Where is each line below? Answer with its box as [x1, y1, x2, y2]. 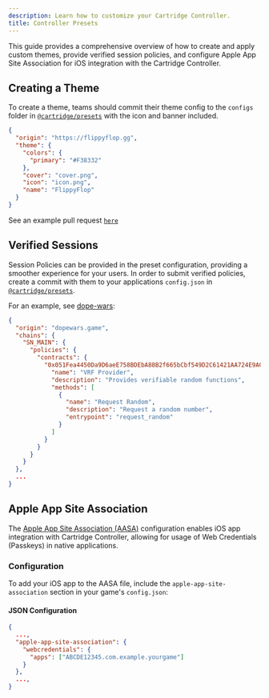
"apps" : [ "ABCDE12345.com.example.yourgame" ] [29, 653, 184, 661]
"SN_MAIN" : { [22, 339, 66, 347]
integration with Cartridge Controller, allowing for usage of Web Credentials [8, 532, 257, 541]
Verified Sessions [8, 239, 98, 252]
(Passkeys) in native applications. [8, 540, 118, 550]
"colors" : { [22, 149, 62, 157]
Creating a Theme [8, 81, 100, 94]
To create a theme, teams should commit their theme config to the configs [8, 102, 254, 112]
